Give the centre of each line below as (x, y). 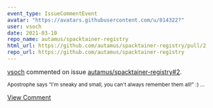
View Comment (29, 97)
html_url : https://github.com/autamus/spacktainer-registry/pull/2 (107, 46)
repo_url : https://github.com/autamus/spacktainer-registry (96, 53)
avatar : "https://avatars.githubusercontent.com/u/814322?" (96, 20)
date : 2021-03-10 (32, 33)
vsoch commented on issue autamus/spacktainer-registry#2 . (95, 72)
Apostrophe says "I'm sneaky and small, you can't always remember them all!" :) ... (106, 84)
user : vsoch (24, 26)
